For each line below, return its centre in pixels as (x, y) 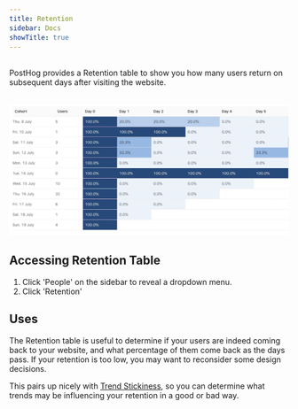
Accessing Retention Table (85, 261)
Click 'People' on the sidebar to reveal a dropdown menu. (127, 282)
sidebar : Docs (35, 28)
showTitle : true (39, 37)
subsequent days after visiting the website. (88, 82)
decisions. (28, 368)
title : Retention (41, 19)
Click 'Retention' (52, 291)
